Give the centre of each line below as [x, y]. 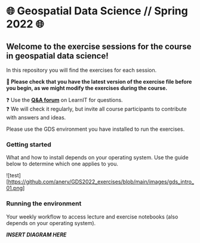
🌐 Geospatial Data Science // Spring [97, 11]
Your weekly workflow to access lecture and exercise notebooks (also [92, 217]
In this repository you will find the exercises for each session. [81, 70]
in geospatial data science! [57, 56]
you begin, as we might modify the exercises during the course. [87, 88]
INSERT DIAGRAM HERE [36, 235]
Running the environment [44, 204]
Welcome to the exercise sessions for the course [99, 46]
